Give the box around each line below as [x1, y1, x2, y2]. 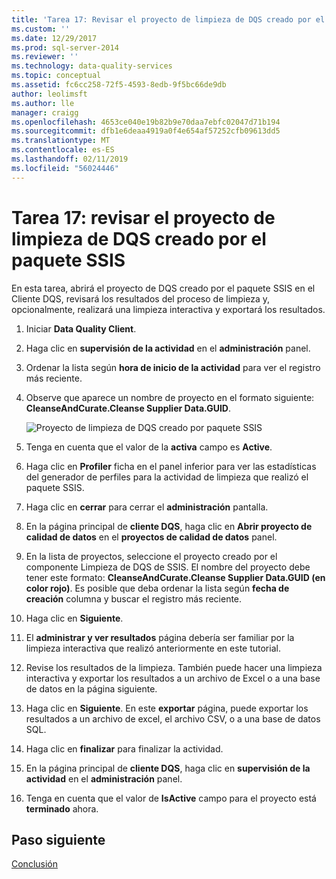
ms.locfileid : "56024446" [11, 163, 119, 173]
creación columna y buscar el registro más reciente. [25, 592, 243, 605]
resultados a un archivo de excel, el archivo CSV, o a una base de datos [25, 712, 321, 725]
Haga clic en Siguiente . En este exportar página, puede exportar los [25, 702, 309, 714]
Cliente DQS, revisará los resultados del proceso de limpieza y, [11, 292, 271, 305]
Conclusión [11, 858, 59, 870]
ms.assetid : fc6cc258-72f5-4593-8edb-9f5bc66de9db [11, 80, 227, 90]
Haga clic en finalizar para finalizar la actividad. [25, 742, 224, 755]
